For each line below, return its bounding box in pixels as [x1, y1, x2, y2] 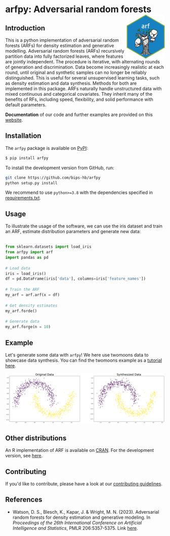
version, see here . [5, 452, 43, 459]
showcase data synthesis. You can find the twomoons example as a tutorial [5, 357, 162, 363]
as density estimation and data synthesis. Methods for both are [5, 80, 137, 86]
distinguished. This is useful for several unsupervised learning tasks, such [5, 75, 160, 81]
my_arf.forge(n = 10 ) [5, 324, 51, 330]
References [5, 495, 42, 504]
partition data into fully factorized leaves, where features [5, 53, 123, 59]
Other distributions [5, 434, 67, 442]
